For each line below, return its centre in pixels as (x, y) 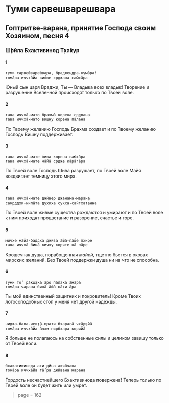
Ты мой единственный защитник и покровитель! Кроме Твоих (73, 296)
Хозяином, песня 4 (38, 35)
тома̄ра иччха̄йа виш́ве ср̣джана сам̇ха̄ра (46, 78)
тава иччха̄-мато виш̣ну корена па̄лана (45, 119)
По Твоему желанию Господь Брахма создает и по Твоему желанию (81, 129)
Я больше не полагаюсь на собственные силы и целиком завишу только (85, 338)
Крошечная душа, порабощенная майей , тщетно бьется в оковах (77, 254)
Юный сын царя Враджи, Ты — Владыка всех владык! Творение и (77, 87)
